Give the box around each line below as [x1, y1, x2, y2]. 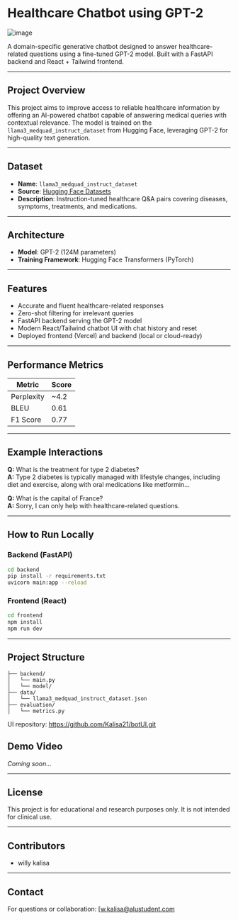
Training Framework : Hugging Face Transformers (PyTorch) [17, 255, 194, 264]
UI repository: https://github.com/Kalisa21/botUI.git [7, 719, 157, 728]
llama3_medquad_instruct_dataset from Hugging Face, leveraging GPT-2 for [7, 125, 228, 134]
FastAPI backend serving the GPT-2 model [17, 317, 142, 325]
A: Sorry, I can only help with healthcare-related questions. [7, 501, 181, 510]
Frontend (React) [7, 596, 67, 606]
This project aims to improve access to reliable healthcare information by [7, 103, 220, 111]
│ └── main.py [7, 676, 55, 683]
